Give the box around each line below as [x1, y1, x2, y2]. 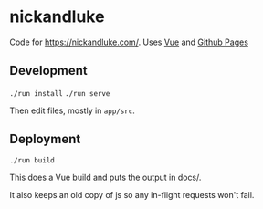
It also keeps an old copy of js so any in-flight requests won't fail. [9, 189, 255, 200]
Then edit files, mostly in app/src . [9, 105, 135, 116]
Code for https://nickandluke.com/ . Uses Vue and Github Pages [9, 37, 249, 47]
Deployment [9, 131, 81, 147]
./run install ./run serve [9, 89, 110, 98]
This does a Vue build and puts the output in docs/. [9, 172, 202, 183]
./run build [9, 155, 55, 165]
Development [9, 63, 89, 78]
